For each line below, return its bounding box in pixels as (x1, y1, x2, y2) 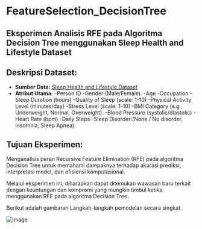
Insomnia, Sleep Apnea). (14, 122, 77, 129)
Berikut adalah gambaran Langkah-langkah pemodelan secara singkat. (6, 204, 182, 212)
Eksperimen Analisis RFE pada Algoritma (6, 28, 163, 39)
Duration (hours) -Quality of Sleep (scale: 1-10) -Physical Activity (31, 96, 192, 104)
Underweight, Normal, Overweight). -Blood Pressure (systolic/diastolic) (14, 109, 192, 116)
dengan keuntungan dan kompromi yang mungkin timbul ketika (6, 186, 163, 193)
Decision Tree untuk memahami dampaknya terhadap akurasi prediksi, (6, 162, 181, 169)
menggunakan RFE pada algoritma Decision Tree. (6, 193, 129, 200)
